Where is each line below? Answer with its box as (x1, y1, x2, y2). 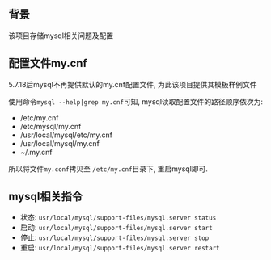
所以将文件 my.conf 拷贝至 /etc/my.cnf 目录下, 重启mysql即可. (8, 164, 209, 174)
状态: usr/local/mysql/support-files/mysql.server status (19, 212, 217, 222)
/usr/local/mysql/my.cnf (19, 138, 100, 148)
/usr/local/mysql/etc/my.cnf (19, 130, 113, 140)
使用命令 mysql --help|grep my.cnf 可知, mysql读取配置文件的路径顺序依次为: (8, 96, 264, 107)
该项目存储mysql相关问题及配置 (8, 31, 114, 40)
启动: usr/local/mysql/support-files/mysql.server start (19, 223, 213, 233)
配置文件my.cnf (8, 57, 87, 70)
